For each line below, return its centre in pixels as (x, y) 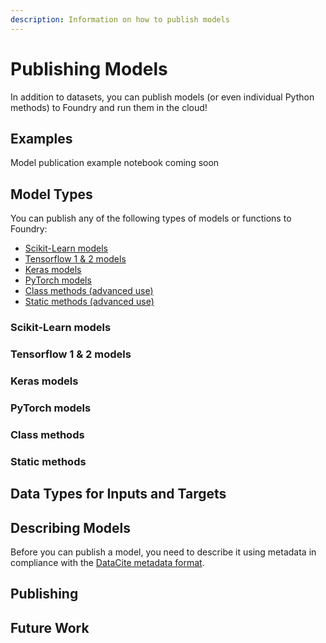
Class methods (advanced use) (89, 291)
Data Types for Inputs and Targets (118, 494)
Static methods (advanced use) (89, 302)
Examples (41, 138)
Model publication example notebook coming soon (115, 163)
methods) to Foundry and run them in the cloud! (109, 107)
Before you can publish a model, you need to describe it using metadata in (163, 552)
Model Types (51, 194)
